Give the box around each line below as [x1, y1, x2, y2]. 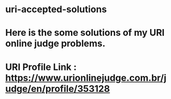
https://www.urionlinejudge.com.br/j [5, 72, 166, 84]
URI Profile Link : [5, 61, 77, 72]
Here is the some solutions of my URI [5, 27, 165, 39]
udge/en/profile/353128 [5, 83, 110, 94]
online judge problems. [5, 38, 106, 49]
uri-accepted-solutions [5, 4, 107, 15]
